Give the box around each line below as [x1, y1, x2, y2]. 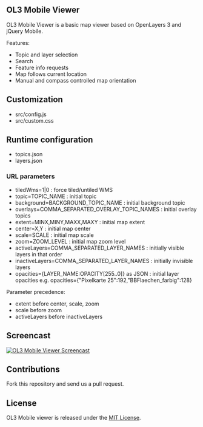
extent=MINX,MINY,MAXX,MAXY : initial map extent [15, 218, 145, 225]
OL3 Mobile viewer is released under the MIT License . [6, 414, 141, 422]
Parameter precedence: [6, 288, 65, 295]
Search [15, 57, 33, 64]
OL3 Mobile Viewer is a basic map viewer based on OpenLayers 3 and [6, 21, 182, 28]
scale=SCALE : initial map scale [15, 231, 94, 239]
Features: [6, 39, 30, 46]
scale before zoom [15, 306, 62, 313]
